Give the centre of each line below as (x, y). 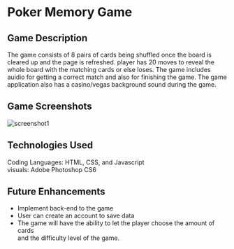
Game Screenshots (50, 107)
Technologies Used (50, 145)
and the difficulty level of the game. (68, 238)
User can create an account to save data (76, 216)
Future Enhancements (57, 192)
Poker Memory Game (70, 12)
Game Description (47, 38)
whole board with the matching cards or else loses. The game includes (109, 70)
